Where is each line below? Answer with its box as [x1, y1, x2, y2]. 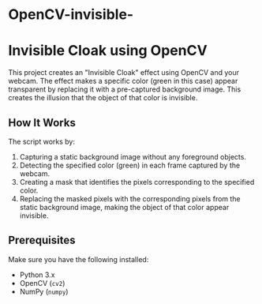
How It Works [8, 116, 77, 129]
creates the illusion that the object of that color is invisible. [8, 93, 198, 103]
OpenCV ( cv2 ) [19, 278, 65, 287]
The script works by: [8, 137, 75, 146]
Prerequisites [8, 234, 76, 247]
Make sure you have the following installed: [8, 254, 149, 264]
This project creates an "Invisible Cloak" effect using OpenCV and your [8, 68, 239, 77]
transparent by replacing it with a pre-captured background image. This [8, 84, 241, 94]
